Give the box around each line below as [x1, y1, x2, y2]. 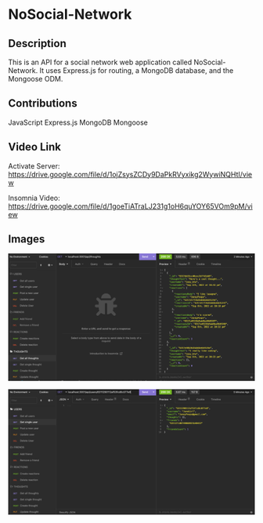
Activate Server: [8, 161, 60, 170]
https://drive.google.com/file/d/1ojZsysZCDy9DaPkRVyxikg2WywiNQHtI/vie [8, 169, 253, 179]
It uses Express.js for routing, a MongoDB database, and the [39, 66, 234, 75]
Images [8, 233, 45, 246]
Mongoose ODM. [8, 74, 63, 83]
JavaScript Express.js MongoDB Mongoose [8, 118, 149, 127]
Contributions [8, 96, 77, 111]
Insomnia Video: [8, 193, 60, 202]
